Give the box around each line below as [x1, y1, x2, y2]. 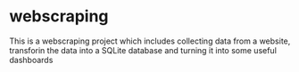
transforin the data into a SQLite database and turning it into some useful [9, 44, 277, 55]
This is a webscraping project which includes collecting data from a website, [9, 36, 291, 46]
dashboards [9, 54, 54, 65]
